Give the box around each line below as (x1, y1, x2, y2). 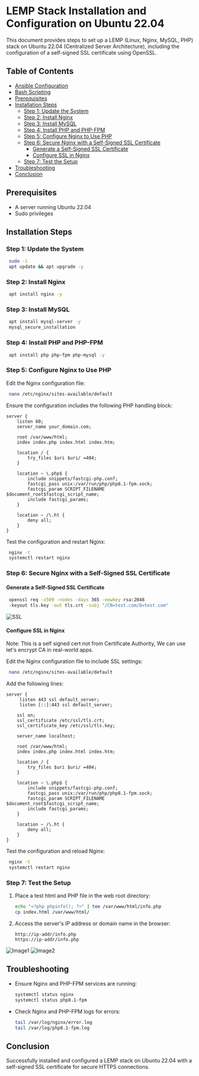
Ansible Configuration (14, 82, 68, 89)
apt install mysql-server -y (8, 319, 81, 325)
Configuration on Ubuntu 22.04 (6, 17, 165, 30)
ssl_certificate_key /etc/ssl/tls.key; (17, 723, 116, 729)
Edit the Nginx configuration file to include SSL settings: (6, 658, 143, 665)
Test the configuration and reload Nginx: (6, 848, 105, 855)
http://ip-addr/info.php (14, 932, 77, 938)
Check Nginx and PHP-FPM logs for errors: (14, 1008, 121, 1015)
